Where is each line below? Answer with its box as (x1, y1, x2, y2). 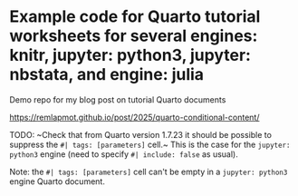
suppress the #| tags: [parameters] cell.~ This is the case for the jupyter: (9, 139, 291, 150)
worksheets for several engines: (9, 25, 258, 46)
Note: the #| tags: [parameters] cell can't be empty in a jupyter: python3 (9, 166, 288, 177)
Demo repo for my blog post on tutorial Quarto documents (9, 93, 226, 105)
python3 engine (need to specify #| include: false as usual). (9, 148, 238, 160)
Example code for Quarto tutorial (9, 6, 261, 27)
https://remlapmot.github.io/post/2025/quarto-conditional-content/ (9, 112, 260, 122)
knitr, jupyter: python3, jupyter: (9, 45, 252, 65)
